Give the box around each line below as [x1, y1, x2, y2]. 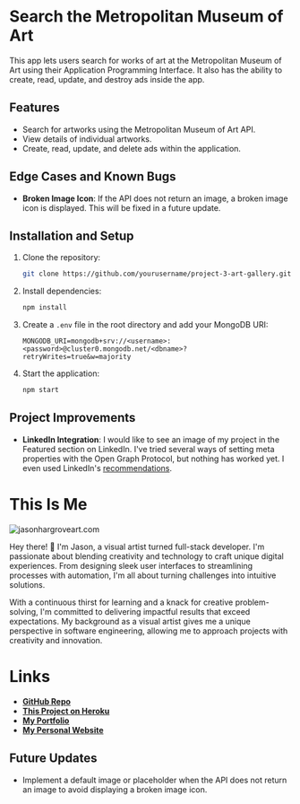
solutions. [9, 579, 46, 590]
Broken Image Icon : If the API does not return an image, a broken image [21, 193, 288, 204]
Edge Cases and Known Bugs [9, 169, 176, 185]
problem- [235, 597, 270, 607]
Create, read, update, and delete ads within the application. [21, 143, 242, 153]
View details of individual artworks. [21, 133, 152, 144]
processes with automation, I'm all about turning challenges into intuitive [9, 570, 277, 581]
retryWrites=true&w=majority [21, 353, 132, 362]
